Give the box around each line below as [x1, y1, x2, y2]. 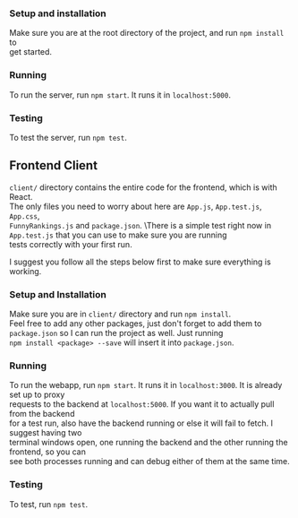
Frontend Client [9, 158, 98, 173]
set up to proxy [9, 389, 65, 401]
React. [9, 191, 33, 202]
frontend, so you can [9, 446, 87, 457]
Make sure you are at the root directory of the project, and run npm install [9, 28, 285, 39]
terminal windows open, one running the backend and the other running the [9, 437, 288, 448]
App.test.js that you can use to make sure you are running [9, 229, 227, 240]
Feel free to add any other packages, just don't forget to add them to [9, 318, 262, 329]
